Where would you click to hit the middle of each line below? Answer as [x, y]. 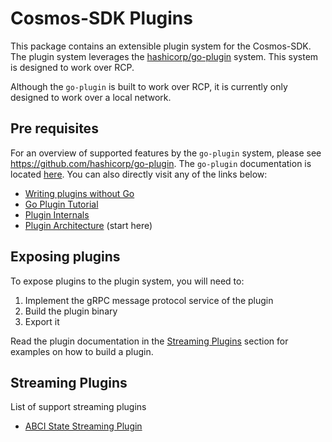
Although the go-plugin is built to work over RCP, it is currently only [149, 86]
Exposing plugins [65, 257]
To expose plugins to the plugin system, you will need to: [127, 281]
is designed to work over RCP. [72, 67]
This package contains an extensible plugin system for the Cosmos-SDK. [161, 46]
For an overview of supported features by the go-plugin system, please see [166, 153]
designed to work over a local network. [91, 97]
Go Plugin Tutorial [61, 204]
